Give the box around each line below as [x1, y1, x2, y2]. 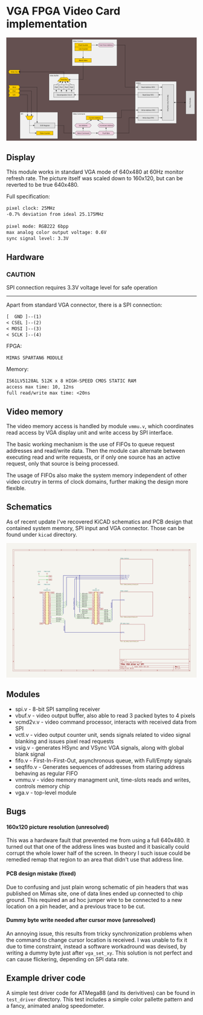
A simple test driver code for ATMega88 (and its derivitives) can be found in [6, 989, 195, 996]
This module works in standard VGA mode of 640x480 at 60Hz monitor [6, 168, 184, 176]
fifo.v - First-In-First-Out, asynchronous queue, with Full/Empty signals [14, 757, 192, 764]
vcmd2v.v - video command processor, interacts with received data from [14, 718, 197, 725]
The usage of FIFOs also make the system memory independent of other [6, 472, 187, 479]
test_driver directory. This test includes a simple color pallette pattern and [6, 996, 193, 1003]
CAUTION [6, 270, 36, 279]
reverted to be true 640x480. [6, 181, 79, 189]
